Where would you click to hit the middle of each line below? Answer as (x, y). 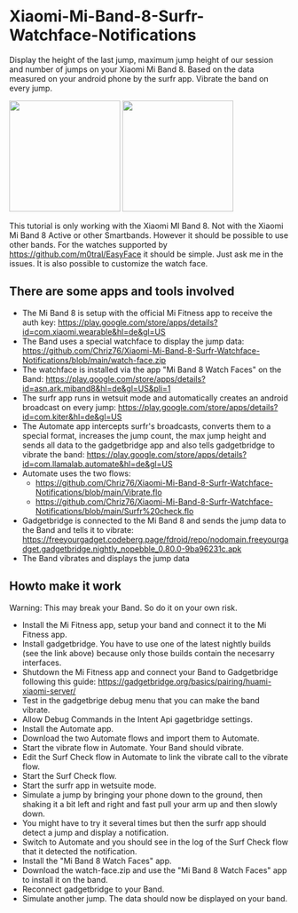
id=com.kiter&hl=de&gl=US (72, 417)
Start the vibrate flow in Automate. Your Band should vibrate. (133, 747)
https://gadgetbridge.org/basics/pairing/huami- (185, 681)
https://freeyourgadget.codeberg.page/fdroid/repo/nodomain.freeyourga (155, 539)
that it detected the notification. (79, 851)
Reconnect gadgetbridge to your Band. (93, 889)
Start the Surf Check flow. (69, 775)
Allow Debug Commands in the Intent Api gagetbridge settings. (137, 719)
